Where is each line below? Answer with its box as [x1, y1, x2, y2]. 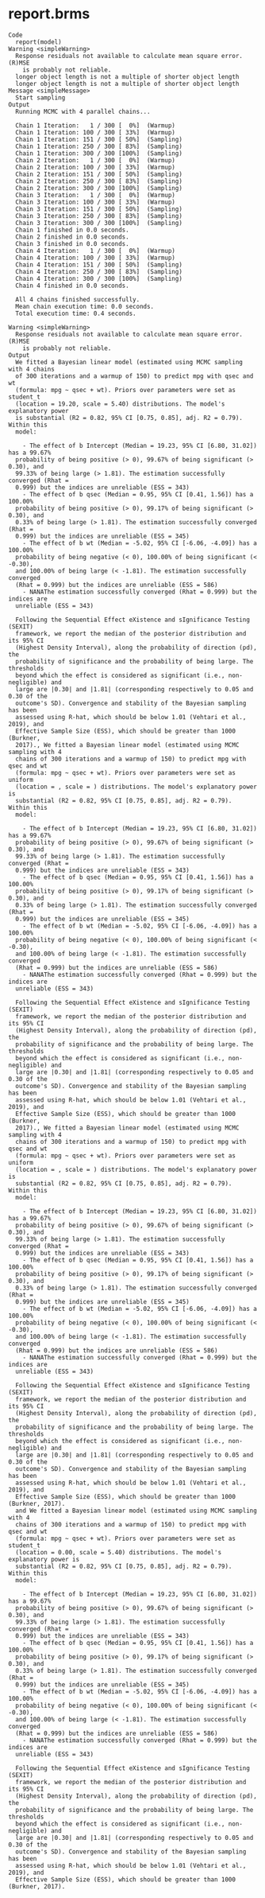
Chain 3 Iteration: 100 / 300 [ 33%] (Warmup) [15, 198, 176, 206]
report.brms [8, 5, 90, 23]
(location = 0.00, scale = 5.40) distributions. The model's [15, 1548, 222, 1556]
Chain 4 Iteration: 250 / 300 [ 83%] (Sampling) [15, 267, 182, 275]
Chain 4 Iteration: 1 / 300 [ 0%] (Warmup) [15, 247, 176, 255]
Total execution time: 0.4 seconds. [15, 309, 136, 317]
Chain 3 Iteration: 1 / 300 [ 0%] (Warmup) [15, 191, 176, 199]
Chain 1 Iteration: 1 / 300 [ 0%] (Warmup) [15, 121, 176, 130]
